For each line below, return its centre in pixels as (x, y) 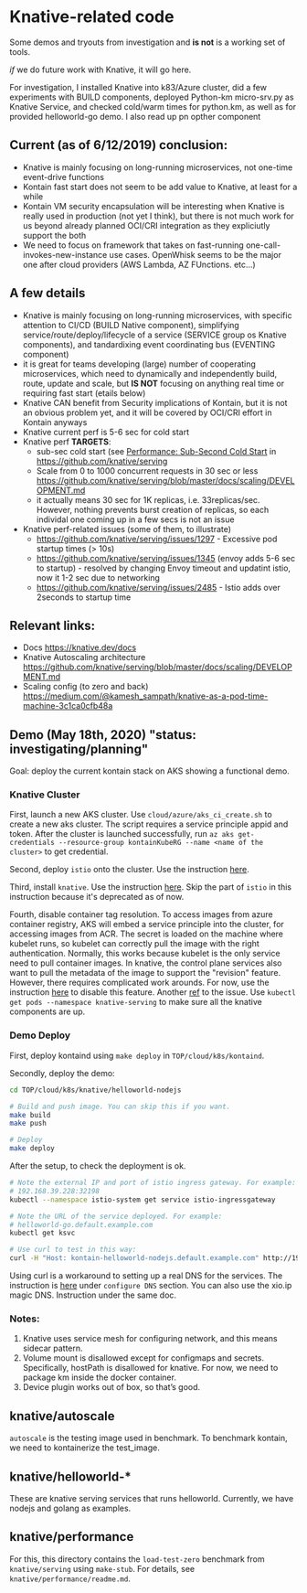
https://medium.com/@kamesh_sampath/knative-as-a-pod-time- (145, 696)
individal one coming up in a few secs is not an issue (135, 519)
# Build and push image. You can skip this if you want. (120, 1107)
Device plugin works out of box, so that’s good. (111, 1387)
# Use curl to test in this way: (73, 1250)
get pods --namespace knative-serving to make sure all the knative (136, 1002)
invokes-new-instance (65, 254)
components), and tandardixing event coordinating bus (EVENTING (149, 344)
